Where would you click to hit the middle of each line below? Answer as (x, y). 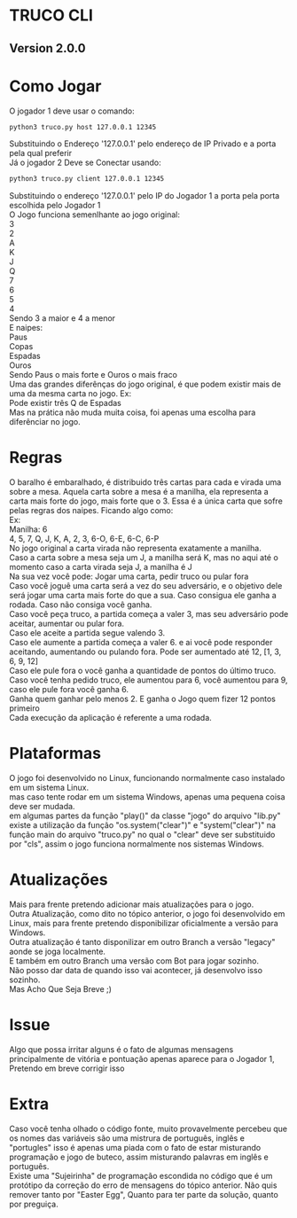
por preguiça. (34, 1204)
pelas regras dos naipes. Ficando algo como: (91, 511)
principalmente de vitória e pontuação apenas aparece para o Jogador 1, (142, 1059)
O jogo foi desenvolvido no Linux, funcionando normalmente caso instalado (147, 778)
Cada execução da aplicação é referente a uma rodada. (111, 718)
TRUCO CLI (51, 16)
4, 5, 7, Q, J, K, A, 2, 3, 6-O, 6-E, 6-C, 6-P (84, 539)
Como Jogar (55, 86)
